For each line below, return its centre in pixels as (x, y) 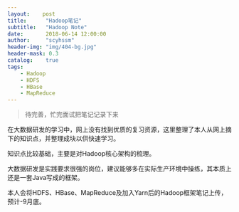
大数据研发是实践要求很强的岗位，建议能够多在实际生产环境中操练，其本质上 (119, 169)
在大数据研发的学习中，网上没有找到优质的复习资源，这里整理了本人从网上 (116, 129)
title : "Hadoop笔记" (44, 21)
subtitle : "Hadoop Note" (47, 27)
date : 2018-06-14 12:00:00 (57, 34)
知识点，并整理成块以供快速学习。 (69, 139)
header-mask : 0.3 (33, 54)
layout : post (31, 14)
